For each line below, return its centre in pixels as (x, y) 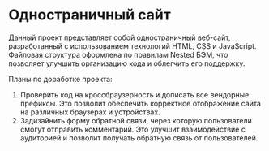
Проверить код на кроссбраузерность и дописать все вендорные (134, 94)
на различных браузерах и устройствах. (90, 112)
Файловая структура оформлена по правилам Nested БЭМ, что (118, 54)
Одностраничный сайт (90, 15)
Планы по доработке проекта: (60, 79)
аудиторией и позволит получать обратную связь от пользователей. (139, 138)
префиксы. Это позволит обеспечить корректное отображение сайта (141, 103)
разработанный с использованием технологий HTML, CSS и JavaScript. (132, 45)
